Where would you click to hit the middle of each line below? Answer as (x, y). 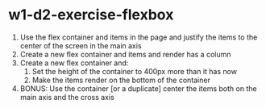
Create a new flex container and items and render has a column (125, 54)
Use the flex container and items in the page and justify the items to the (139, 37)
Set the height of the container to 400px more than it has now (135, 71)
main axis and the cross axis (67, 97)
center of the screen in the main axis (81, 45)
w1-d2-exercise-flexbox (91, 15)
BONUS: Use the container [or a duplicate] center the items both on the (138, 88)
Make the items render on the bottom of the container (121, 80)
